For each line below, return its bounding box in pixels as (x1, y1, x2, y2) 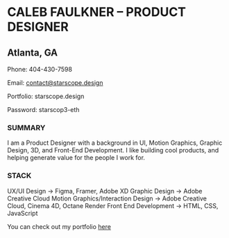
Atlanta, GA (7, 47, 58, 58)
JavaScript (7, 209, 38, 217)
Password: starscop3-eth (7, 106, 80, 113)
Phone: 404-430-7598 (7, 65, 73, 73)
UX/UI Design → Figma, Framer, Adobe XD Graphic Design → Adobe (7, 187, 203, 195)
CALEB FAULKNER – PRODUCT (7, 4, 186, 20)
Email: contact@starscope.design (7, 79, 103, 87)
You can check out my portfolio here (7, 222, 111, 230)
